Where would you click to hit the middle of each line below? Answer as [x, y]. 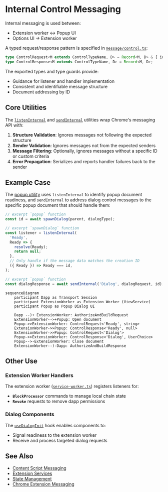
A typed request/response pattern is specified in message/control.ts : [76, 48]
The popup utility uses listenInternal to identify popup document [74, 195]
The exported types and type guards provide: [52, 71]
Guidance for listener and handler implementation [63, 81]
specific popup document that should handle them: [58, 205]
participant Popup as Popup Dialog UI [54, 306]
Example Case [28, 182]
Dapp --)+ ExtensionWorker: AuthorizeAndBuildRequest [71, 315]
